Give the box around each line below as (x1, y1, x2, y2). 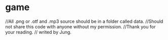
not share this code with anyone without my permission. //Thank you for (5, 23, 156, 29)
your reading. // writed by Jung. (5, 29, 72, 35)
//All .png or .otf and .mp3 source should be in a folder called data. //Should (5, 18, 163, 24)
